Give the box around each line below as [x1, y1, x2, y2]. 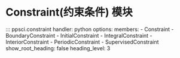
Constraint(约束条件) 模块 [5, 5, 133, 19]
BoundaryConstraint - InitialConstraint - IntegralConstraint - [5, 32, 152, 39]
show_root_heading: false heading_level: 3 [5, 44, 111, 51]
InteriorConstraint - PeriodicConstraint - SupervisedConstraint [5, 38, 159, 45]
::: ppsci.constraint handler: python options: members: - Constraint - [5, 25, 174, 33]
